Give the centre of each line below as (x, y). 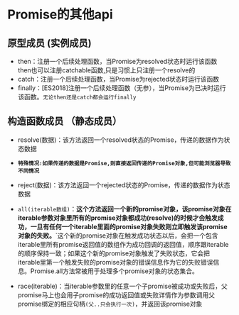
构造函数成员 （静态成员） (65, 121)
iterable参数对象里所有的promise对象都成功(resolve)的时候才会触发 (118, 218)
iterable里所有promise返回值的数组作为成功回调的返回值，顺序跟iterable (123, 244)
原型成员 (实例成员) (49, 43)
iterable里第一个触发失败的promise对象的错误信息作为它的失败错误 (115, 262)
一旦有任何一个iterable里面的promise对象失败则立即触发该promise (129, 226)
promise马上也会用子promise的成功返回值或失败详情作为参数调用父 (116, 294)
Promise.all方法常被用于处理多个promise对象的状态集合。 (115, 271)
